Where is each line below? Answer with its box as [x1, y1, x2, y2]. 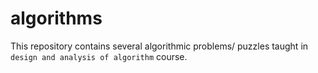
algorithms [10, 7, 103, 30]
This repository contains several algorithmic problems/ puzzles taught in [10, 40, 309, 52]
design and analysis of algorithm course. [10, 50, 188, 62]
